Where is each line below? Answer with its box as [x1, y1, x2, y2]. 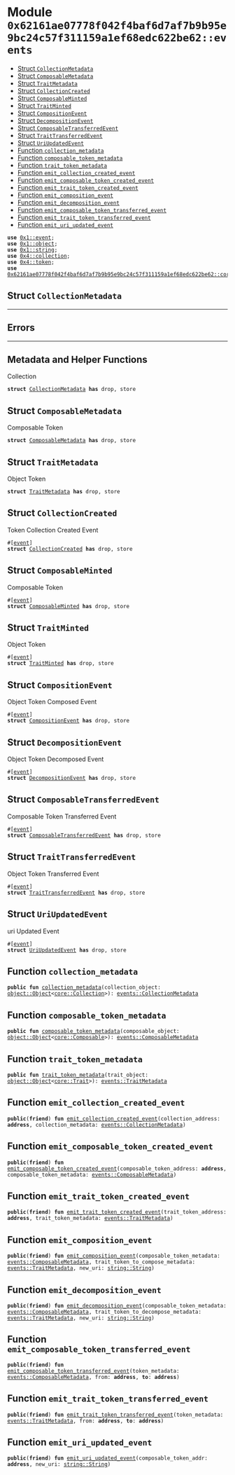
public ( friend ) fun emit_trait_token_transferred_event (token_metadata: [7, 1411, 224, 1418]
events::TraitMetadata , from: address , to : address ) [7, 1417, 164, 1425]
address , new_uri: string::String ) [7, 1461, 111, 1468]
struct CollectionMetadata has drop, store [7, 386, 136, 393]
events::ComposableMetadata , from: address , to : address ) [7, 1373, 180, 1380]
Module [7, 4, 52, 20]
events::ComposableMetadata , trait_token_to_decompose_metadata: [7, 1308, 201, 1315]
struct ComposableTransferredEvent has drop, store [7, 832, 161, 839]
